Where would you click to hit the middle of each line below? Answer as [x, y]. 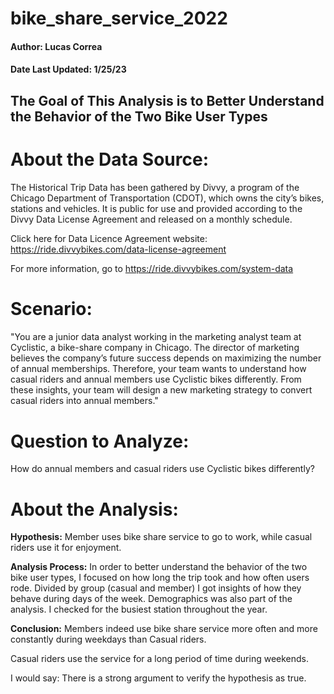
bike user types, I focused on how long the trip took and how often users [160, 578]
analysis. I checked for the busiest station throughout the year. [139, 609]
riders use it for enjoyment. [66, 548]
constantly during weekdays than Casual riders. [108, 639]
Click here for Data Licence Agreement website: [109, 238]
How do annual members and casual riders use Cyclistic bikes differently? [162, 469]
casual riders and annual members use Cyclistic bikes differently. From [156, 379]
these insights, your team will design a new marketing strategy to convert [161, 390]
